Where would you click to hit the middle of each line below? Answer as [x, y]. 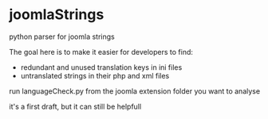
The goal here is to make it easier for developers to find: [101, 52]
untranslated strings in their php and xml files [95, 75]
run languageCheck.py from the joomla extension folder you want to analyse [135, 91]
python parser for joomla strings [62, 36]
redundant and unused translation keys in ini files [101, 67]
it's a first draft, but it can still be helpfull [75, 106]
